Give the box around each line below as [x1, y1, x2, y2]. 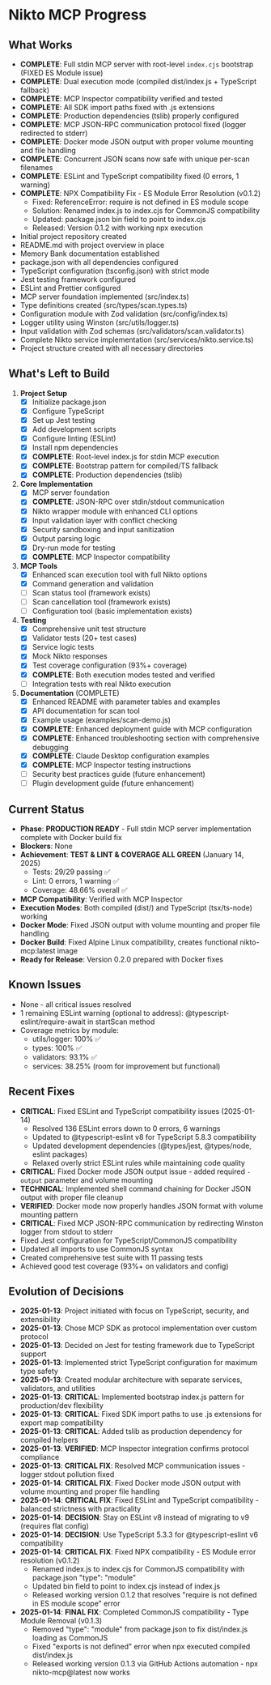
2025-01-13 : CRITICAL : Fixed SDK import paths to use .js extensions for [19, 1410, 262, 1419]
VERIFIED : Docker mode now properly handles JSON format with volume [19, 1201, 264, 1210]
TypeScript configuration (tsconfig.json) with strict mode [19, 266, 210, 275]
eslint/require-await [19, 1017, 87, 1026]
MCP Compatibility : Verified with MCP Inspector [19, 894, 184, 904]
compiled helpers [19, 1435, 78, 1445]
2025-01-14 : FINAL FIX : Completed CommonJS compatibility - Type [19, 1607, 249, 1617]
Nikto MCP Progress [8, 6, 147, 24]
